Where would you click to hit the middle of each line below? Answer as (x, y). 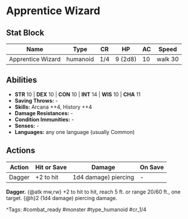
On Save (152, 167)
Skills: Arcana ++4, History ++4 (53, 107)
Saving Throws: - (36, 100)
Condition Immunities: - (44, 119)
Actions (21, 151)
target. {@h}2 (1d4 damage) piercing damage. (62, 198)
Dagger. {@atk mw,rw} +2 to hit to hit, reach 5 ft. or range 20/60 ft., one (93, 192)
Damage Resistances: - (44, 113)
